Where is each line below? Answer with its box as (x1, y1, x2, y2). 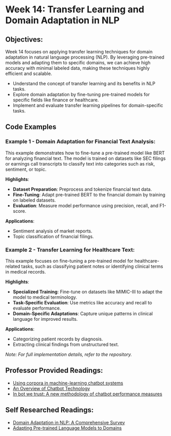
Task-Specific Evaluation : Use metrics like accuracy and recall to (12, 299, 153, 305)
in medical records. (5, 268, 46, 275)
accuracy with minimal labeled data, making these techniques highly (5, 65, 150, 71)
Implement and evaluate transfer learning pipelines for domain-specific (12, 102, 163, 108)
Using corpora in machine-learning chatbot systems (12, 379, 123, 386)
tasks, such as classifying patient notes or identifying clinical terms (21, 263, 163, 269)
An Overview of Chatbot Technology (12, 385, 90, 391)
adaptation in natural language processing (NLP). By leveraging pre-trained (5, 54, 164, 60)
